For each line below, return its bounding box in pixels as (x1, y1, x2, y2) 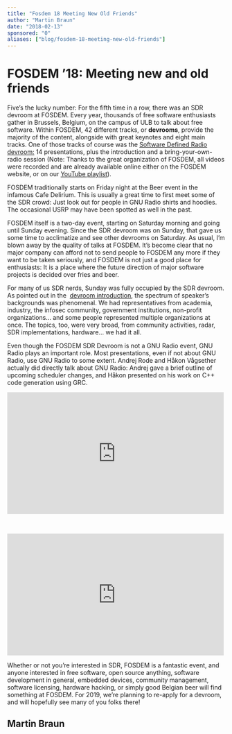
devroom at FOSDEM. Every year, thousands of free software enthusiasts (7, 111, 216, 119)
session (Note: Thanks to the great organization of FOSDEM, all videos (23, 155, 225, 164)
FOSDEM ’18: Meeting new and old (7, 66, 209, 82)
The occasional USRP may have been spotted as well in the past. (7, 205, 193, 214)
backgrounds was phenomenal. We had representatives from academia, (7, 299, 213, 307)
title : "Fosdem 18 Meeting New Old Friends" (7, 10, 138, 17)
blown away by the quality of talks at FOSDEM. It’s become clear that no (7, 241, 213, 250)
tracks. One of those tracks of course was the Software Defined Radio (7, 140, 208, 149)
